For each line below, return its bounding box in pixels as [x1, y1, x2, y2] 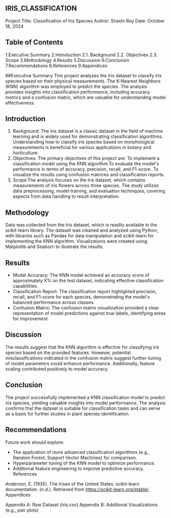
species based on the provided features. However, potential [5, 349, 131, 356]
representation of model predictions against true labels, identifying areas [12, 310, 166, 317]
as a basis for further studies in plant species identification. [5, 410, 130, 417]
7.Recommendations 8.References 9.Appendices [5, 63, 108, 69]
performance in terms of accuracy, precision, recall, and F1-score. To [12, 166, 159, 172]
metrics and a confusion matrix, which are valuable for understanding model [5, 94, 166, 100]
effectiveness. [5, 99, 35, 106]
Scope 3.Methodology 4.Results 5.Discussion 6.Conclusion [5, 57, 129, 63]
